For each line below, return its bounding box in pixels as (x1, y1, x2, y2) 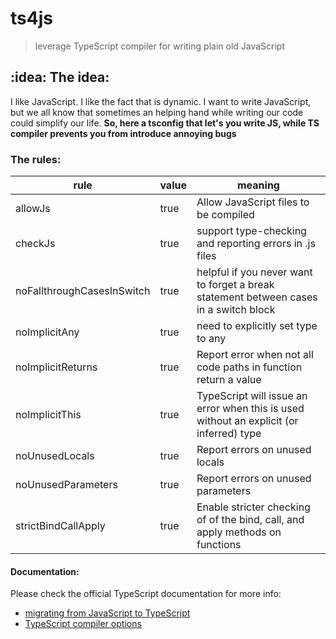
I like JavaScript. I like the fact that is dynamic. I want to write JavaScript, (10, 95, 312, 107)
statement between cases (196, 290, 318, 304)
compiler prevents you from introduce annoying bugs (10, 127, 237, 139)
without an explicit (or (196, 414, 299, 428)
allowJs (15, 202, 51, 216)
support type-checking (196, 224, 307, 238)
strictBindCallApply (15, 519, 106, 533)
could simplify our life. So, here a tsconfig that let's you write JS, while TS (10, 117, 320, 129)
